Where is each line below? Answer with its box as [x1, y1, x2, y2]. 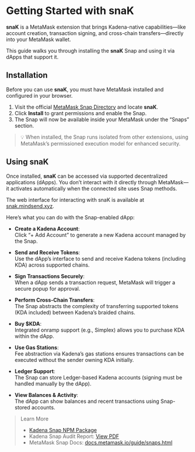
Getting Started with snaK [6, 4, 134, 18]
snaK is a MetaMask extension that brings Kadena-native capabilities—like [6, 23, 186, 30]
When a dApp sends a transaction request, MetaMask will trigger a [14, 279, 176, 286]
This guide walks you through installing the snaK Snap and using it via [6, 47, 175, 54]
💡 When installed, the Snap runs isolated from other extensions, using [20, 133, 189, 140]
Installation [6, 70, 48, 80]
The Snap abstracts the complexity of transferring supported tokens [14, 302, 179, 309]
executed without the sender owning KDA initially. [14, 356, 134, 363]
